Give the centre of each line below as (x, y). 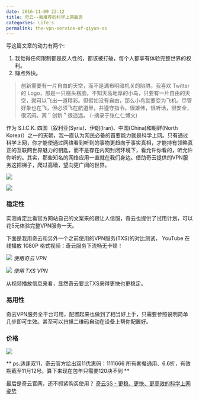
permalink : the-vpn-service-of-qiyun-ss (57, 28)
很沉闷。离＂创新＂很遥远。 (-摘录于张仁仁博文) (79, 116)
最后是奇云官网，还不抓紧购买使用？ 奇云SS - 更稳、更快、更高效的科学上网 (99, 383)
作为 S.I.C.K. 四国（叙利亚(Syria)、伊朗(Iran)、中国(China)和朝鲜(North (92, 128)
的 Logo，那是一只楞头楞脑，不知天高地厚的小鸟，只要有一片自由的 (103, 93)
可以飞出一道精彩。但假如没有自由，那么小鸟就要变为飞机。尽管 (114, 101)
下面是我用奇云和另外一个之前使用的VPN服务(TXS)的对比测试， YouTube (95, 238)
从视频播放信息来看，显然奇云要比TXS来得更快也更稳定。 (76, 283)
